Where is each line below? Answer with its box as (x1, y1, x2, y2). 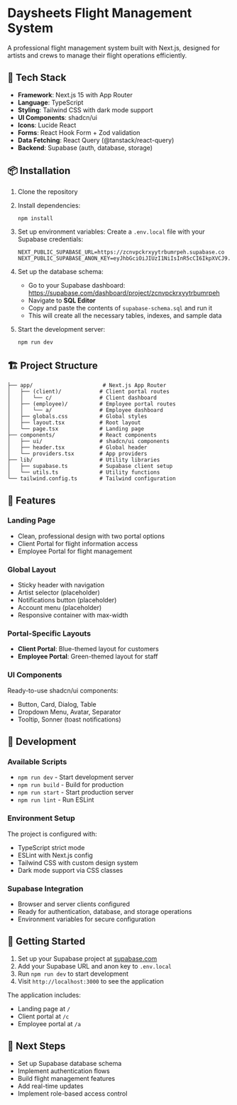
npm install (17, 214, 53, 222)
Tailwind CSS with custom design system (17, 858, 138, 867)
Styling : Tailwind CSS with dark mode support (17, 105, 154, 114)
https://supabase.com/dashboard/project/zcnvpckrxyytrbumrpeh (28, 289, 220, 298)
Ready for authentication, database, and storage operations (17, 907, 192, 915)
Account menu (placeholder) (17, 604, 102, 612)
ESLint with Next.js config (17, 851, 94, 859)
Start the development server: (17, 325, 106, 334)
